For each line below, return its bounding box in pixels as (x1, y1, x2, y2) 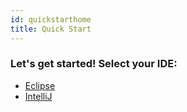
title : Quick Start (10, 24, 92, 34)
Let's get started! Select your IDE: (10, 57, 178, 71)
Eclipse (24, 79, 56, 91)
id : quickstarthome (10, 14, 92, 25)
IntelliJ (24, 90, 53, 102)
